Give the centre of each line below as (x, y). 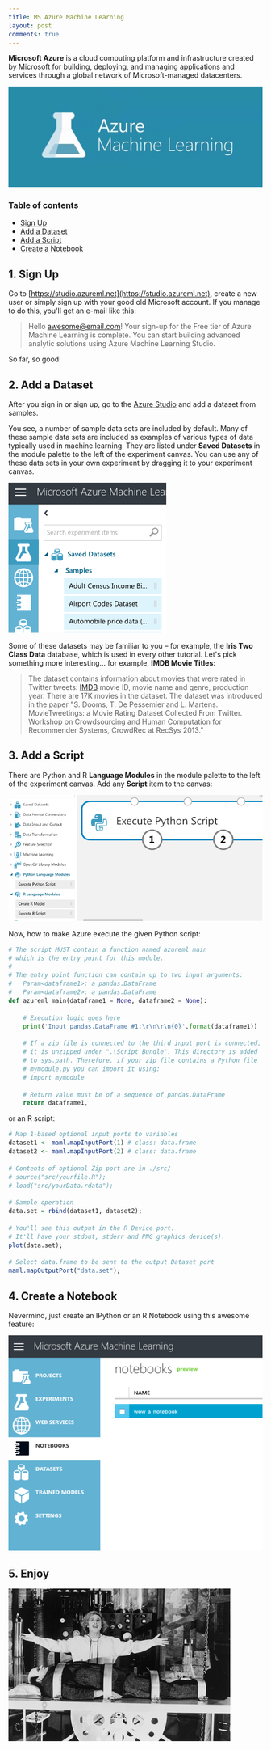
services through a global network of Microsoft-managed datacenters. (125, 75)
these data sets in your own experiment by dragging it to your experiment (130, 463)
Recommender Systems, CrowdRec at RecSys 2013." (116, 730)
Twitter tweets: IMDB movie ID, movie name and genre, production (138, 687)
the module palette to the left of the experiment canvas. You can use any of (133, 454)
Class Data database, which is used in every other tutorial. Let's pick (123, 654)
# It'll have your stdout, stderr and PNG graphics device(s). (117, 1236)
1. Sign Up (33, 274)
